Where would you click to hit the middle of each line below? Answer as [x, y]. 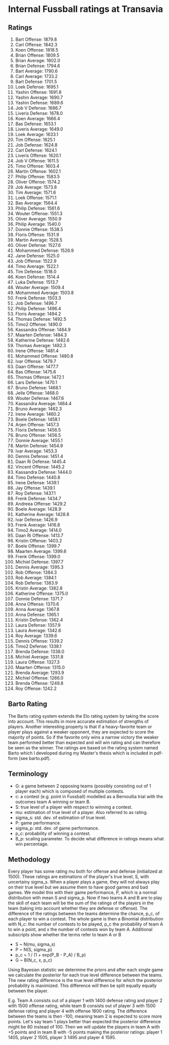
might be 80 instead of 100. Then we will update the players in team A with [84, 1027]
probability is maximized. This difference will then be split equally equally [83, 986]
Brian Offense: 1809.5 [37, 55]
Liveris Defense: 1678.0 [39, 113]
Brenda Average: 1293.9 [40, 672]
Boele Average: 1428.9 [38, 509]
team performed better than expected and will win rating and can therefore [84, 742]
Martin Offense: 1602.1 [38, 171]
